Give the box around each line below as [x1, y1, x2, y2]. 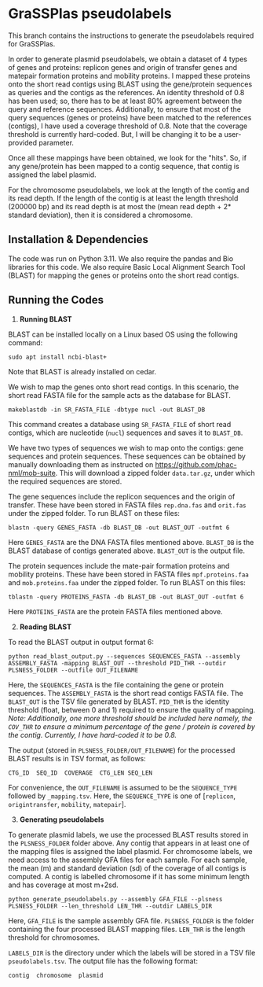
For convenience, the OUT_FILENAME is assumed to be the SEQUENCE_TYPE [8, 783, 238, 792]
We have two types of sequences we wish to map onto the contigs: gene [8, 443, 244, 452]
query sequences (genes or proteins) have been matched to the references [8, 112, 252, 122]
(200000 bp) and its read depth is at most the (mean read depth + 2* [8, 201, 232, 211]
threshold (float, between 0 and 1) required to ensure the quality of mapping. [8, 705, 256, 714]
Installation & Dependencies [8, 233, 149, 246]
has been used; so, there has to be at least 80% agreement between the [8, 96, 243, 105]
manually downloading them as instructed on [8, 459, 154, 469]
